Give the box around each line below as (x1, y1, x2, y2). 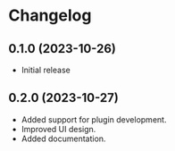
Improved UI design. (21, 123, 96, 134)
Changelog (8, 5, 92, 26)
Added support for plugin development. (21, 113, 167, 125)
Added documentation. (21, 133, 106, 144)
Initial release (21, 64, 71, 75)
